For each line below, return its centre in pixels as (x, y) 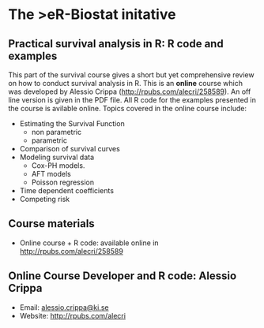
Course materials (51, 224)
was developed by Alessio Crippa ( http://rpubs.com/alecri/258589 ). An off (130, 91)
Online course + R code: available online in (89, 243)
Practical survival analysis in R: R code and (116, 44)
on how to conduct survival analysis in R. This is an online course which (126, 83)
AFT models (51, 174)
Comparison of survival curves (70, 149)
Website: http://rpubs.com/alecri (73, 315)
